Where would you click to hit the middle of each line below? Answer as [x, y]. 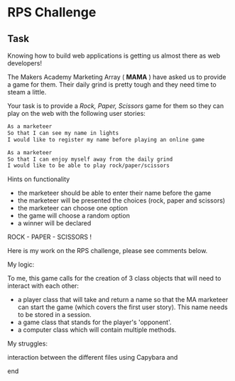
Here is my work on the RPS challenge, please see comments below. [108, 251]
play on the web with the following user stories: [76, 113]
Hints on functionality [39, 179]
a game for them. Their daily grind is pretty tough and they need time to [112, 85]
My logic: [21, 264]
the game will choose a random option [73, 216]
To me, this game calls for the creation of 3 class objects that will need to [114, 279]
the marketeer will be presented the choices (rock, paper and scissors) [121, 200]
